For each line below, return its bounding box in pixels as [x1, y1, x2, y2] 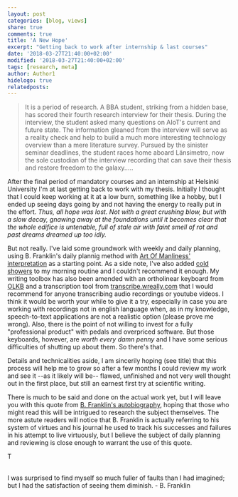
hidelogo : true [7, 76, 53, 84]
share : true [7, 24, 43, 31]
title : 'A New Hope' [7, 37, 69, 44]
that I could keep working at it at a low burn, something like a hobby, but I [7, 193, 222, 201]
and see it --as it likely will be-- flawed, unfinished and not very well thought [7, 372, 231, 380]
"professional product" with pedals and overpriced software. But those [7, 327, 215, 336]
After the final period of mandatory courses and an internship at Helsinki [7, 178, 219, 186]
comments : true [7, 30, 53, 38]
